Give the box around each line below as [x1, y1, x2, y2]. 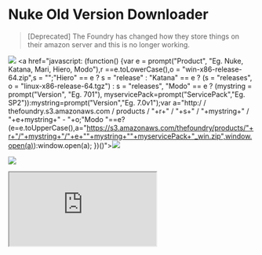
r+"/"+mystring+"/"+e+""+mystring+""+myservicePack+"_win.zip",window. [8, 131, 253, 141]
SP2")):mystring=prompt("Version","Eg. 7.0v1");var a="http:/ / [8, 98, 206, 107]
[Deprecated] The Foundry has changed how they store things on [27, 31, 240, 41]
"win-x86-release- [181, 65, 242, 74]
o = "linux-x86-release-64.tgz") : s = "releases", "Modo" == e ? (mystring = [8, 81, 253, 91]
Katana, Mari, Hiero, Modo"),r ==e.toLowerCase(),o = [8, 65, 180, 74]
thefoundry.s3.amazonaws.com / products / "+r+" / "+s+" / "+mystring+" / [8, 106, 249, 116]
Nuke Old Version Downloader [8, 6, 209, 24]
